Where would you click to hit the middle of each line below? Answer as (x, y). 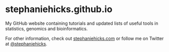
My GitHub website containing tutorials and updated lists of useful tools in (82, 23)
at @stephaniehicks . (26, 43)
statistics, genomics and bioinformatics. (47, 28)
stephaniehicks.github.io (59, 9)
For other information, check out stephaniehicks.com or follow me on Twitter (84, 38)
